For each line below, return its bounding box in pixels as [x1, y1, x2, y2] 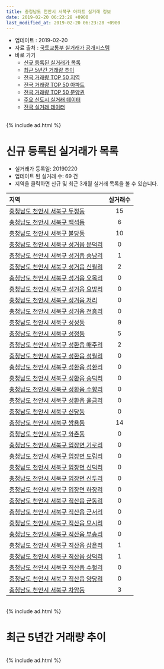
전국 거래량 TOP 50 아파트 [23, 81, 85, 89]
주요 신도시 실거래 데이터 [23, 96, 81, 103]
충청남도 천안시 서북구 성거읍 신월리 [9, 263, 103, 271]
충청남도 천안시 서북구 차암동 [9, 586, 85, 594]
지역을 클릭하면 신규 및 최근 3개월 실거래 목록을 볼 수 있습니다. [14, 180, 159, 187]
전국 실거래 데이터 [23, 103, 65, 111]
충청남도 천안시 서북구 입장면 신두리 [9, 475, 103, 483]
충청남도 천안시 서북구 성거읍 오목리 [9, 274, 103, 282]
